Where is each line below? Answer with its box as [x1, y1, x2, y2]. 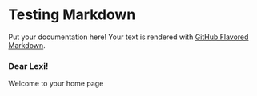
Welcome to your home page [8, 78, 104, 89]
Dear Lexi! [8, 60, 49, 71]
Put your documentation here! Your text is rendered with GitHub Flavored [8, 32, 249, 42]
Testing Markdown [8, 6, 136, 24]
